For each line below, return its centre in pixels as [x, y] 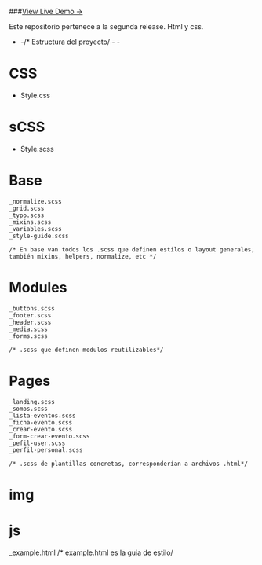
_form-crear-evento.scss [49, 436]
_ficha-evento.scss [41, 422]
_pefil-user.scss [37, 443]
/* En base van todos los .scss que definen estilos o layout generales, [132, 249]
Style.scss [37, 149]
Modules [38, 288]
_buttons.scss [32, 308]
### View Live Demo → [46, 11]
